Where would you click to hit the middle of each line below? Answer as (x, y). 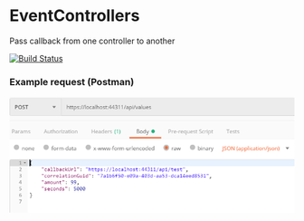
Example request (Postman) (72, 82)
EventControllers (75, 16)
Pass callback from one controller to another (92, 41)
